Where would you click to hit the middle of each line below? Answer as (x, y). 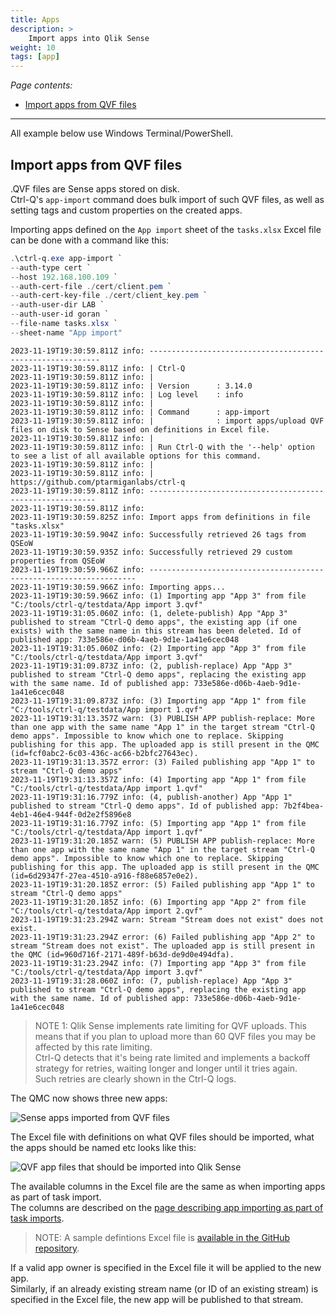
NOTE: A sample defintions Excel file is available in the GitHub (162, 1237)
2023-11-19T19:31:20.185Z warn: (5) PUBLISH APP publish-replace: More (162, 841)
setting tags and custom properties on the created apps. (126, 210)
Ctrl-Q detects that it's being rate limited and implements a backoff (172, 1057)
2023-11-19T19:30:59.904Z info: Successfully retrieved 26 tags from (158, 534)
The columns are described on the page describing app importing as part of (167, 1207)
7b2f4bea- (304, 806)
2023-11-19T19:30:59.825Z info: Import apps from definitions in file (160, 517)
